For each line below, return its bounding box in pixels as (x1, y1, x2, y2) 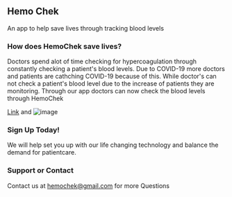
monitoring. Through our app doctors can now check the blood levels (7, 87, 206, 95)
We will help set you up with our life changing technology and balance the (7, 141, 219, 149)
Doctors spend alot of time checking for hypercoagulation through (7, 57, 197, 65)
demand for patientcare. (7, 148, 76, 157)
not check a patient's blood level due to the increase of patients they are (7, 79, 215, 88)
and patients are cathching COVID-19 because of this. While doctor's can (7, 72, 217, 81)
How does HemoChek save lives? (7, 41, 122, 51)
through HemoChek (7, 94, 64, 103)
